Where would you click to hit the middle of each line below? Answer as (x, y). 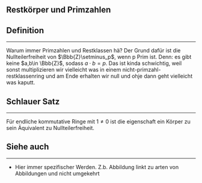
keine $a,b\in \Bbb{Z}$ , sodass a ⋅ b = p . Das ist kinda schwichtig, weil (94, 63)
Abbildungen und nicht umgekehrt (57, 173)
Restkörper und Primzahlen (59, 10)
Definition (25, 30)
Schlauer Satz (33, 101)
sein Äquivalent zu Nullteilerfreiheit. (50, 128)
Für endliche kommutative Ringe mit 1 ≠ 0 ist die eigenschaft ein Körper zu (98, 122)
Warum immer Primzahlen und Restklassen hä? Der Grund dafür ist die (93, 51)
